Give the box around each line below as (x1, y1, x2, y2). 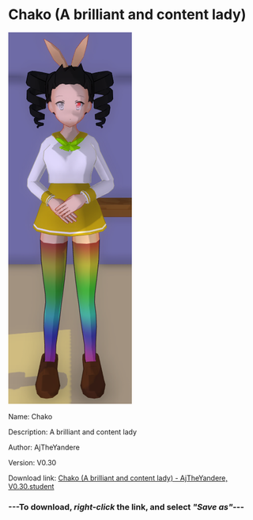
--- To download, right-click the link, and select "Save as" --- (8, 501, 245, 512)
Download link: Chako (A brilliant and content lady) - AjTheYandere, (8, 473, 228, 483)
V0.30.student (8, 481, 55, 491)
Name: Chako (8, 411, 53, 421)
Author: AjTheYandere (8, 442, 81, 452)
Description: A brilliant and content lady (8, 426, 137, 437)
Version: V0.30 (8, 457, 57, 467)
